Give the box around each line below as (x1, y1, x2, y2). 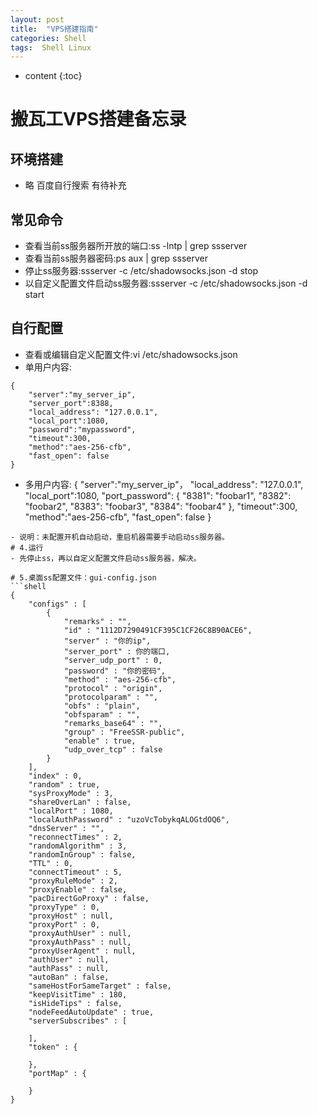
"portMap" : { (28, 1068, 87, 1078)
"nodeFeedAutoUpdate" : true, (28, 1007, 155, 1017)
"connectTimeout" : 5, (28, 867, 123, 877)
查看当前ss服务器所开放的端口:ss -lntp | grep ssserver (24, 240, 248, 252)
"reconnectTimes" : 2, (28, 832, 123, 842)
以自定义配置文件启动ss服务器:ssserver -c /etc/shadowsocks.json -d (24, 277, 308, 290)
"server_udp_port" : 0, (63, 655, 163, 665)
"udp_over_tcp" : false (63, 744, 163, 755)
